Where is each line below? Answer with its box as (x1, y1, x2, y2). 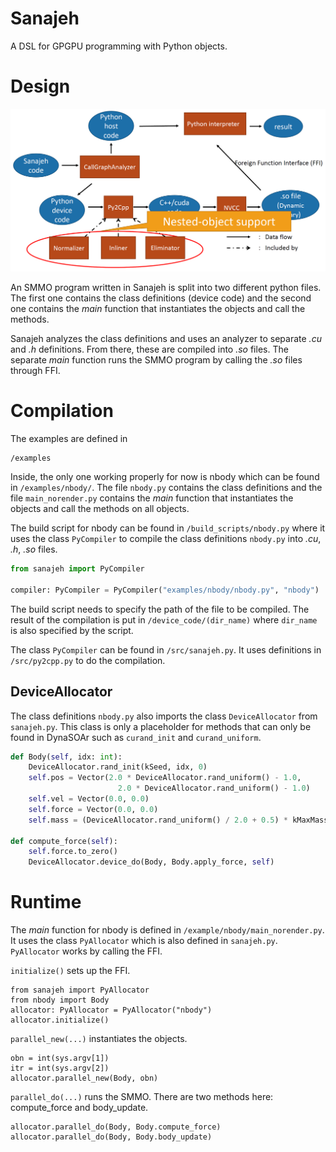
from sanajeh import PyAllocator (10, 985, 150, 996)
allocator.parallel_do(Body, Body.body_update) (10, 1132, 213, 1142)
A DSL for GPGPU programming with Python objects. (10, 40, 228, 52)
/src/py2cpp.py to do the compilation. (10, 654, 166, 666)
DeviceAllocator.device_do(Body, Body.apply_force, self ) (28, 857, 275, 867)
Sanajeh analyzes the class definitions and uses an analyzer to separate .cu (10, 333, 322, 345)
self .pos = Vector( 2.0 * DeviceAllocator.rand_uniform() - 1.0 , (28, 773, 302, 783)
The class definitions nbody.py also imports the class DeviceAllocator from (10, 710, 318, 722)
